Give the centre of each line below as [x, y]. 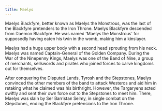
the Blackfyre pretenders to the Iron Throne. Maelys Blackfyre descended [78, 28]
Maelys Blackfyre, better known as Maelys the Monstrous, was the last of [78, 23]
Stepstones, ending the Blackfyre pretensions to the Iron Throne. [70, 103]
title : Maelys [19, 9]
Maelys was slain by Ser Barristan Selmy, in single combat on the [70, 98]
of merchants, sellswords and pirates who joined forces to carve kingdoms [79, 63]
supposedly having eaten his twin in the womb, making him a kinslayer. [76, 39]
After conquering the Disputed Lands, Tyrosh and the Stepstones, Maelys [78, 78]
